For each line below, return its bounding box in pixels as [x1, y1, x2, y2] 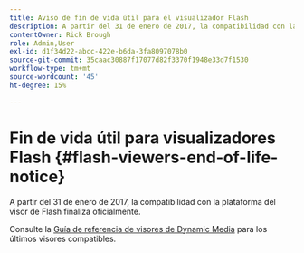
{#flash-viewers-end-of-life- [54, 147, 279, 168]
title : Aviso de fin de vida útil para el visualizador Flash [9, 13, 249, 23]
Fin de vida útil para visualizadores [9, 128, 276, 148]
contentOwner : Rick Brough [9, 30, 111, 39]
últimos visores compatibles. [9, 233, 117, 244]
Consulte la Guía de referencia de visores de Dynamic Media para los [9, 223, 268, 234]
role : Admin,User [9, 38, 75, 48]
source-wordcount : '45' [9, 73, 100, 82]
